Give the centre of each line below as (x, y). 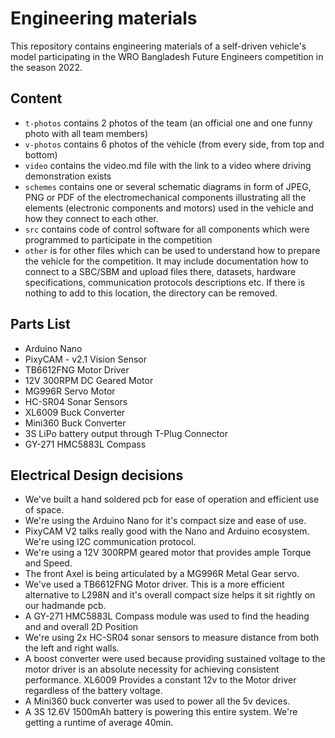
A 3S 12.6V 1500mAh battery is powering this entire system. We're (161, 712)
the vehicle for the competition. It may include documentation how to (166, 261)
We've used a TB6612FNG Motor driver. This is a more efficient (154, 584)
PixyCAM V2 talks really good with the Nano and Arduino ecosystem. (167, 531)
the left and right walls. (72, 648)
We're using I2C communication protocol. (110, 542)
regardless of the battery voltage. (93, 691)
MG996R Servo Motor (70, 391)
